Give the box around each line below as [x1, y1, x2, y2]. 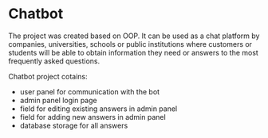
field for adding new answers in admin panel [19, 112, 166, 121]
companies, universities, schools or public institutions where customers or [8, 39, 253, 48]
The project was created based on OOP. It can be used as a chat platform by [8, 31, 260, 40]
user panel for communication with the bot [19, 86, 160, 96]
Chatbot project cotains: [8, 71, 88, 81]
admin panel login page [19, 95, 97, 105]
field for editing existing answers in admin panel [19, 104, 178, 113]
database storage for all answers [19, 121, 128, 130]
